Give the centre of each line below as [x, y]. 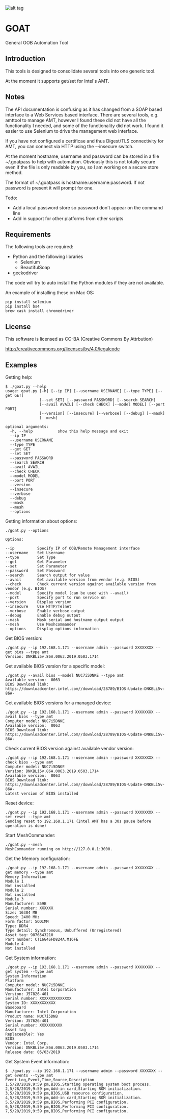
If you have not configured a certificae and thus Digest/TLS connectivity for [84, 141]
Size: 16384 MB [21, 913]
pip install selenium [28, 302]
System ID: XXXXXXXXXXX [31, 1003]
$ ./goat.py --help [26, 387]
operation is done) [26, 826]
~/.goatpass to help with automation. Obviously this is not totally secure [80, 161]
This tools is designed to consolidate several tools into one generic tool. [80, 71]
